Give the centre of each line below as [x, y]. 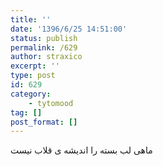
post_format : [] [44, 122]
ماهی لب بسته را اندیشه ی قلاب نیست [81, 150]
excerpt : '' [35, 66]
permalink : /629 [44, 47]
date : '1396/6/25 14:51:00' [69, 29]
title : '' [31, 19]
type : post [33, 76]
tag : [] [26, 112]
